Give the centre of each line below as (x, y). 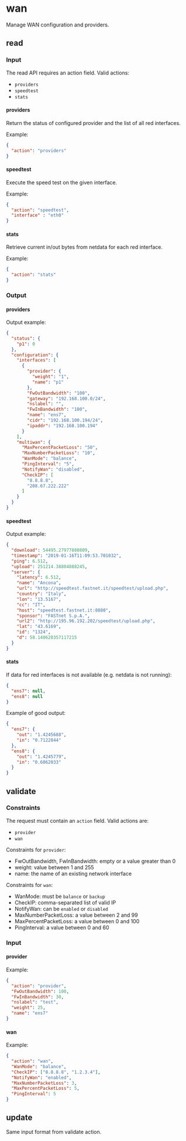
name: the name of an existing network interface (73, 873)
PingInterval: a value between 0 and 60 (62, 927)
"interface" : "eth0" (38, 215)
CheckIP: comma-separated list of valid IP (65, 902)
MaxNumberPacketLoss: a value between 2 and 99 (76, 915)
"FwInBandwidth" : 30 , (38, 997)
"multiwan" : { (34, 442)
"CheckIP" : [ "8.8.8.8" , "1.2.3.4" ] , (56, 1072)
